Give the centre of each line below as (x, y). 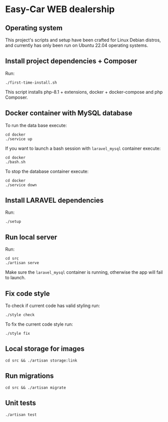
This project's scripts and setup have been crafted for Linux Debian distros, (83, 40)
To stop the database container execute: (47, 171)
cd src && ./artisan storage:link (41, 360)
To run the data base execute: (36, 125)
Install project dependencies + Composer (71, 61)
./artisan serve (22, 263)
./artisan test (21, 414)
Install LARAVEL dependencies (54, 200)
